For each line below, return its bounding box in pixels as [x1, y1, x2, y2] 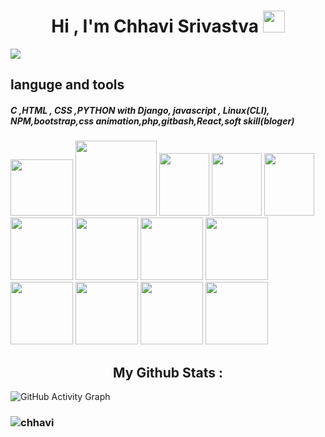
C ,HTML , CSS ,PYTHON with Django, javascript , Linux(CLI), [10, 104, 270, 116]
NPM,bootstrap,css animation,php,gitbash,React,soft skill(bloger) [10, 115, 295, 127]
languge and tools [10, 76, 125, 94]
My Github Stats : [113, 364, 223, 381]
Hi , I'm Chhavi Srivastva [51, 15, 260, 38]
